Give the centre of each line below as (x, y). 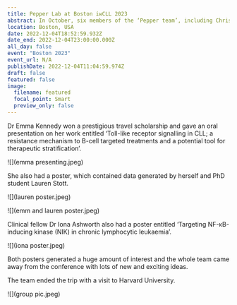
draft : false (26, 73)
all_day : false (30, 47)
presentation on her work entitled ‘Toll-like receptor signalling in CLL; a (110, 133)
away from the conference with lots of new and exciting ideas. (98, 266)
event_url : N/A (30, 60)
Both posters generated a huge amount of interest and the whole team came (119, 259)
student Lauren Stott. (38, 183)
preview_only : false (44, 106)
